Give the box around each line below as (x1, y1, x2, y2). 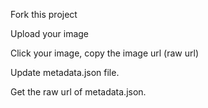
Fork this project (10, 9, 78, 20)
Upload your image (10, 28, 90, 39)
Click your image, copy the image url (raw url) (10, 47, 199, 59)
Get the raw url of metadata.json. (10, 86, 147, 98)
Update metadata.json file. (10, 67, 120, 78)
